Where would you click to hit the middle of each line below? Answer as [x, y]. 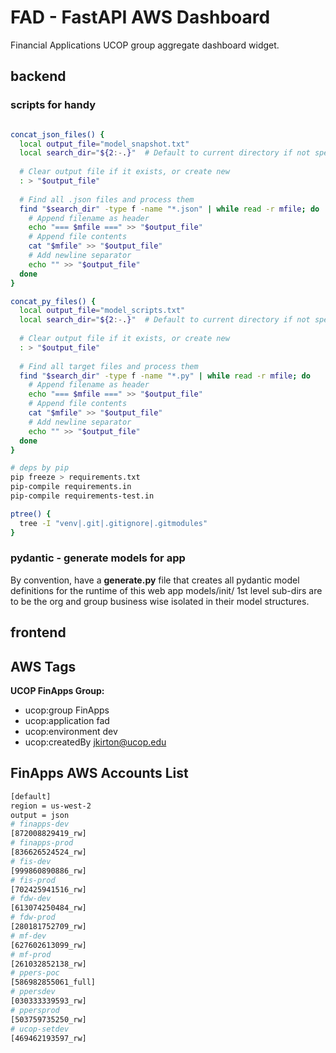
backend [38, 76]
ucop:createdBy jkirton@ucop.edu [95, 742]
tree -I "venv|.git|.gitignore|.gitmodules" [113, 523]
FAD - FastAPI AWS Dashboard [140, 17]
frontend [38, 632]
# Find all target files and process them [109, 366]
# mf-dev [28, 936]
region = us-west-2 [51, 806]
